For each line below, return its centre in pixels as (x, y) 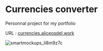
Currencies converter (52, 9)
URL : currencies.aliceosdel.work (40, 33)
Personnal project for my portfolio (41, 23)
